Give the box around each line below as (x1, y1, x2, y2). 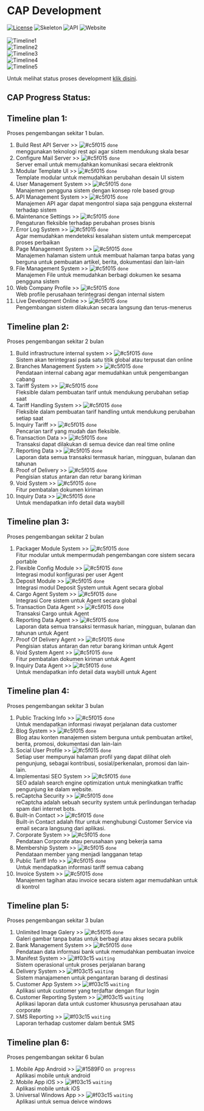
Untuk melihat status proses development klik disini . (7, 75, 138, 82)
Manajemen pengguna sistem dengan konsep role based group (15, 187, 175, 194)
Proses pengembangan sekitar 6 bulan (7, 1054, 104, 1061)
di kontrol (15, 883, 40, 890)
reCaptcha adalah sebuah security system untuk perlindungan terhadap (15, 799, 197, 806)
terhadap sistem (15, 206, 57, 214)
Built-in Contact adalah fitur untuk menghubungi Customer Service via (15, 818, 192, 825)
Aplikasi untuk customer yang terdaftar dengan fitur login (15, 987, 160, 994)
